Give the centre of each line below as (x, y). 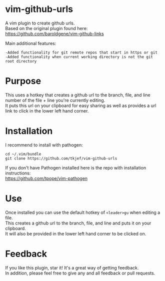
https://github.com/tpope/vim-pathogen (46, 178)
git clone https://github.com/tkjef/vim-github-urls (61, 158)
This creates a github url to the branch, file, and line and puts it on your (78, 223)
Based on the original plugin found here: (46, 28)
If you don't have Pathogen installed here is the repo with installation (76, 167)
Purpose (23, 81)
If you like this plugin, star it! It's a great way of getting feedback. (72, 267)
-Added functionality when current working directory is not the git (79, 57)
